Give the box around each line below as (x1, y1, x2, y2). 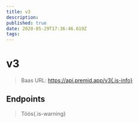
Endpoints (6, 94, 46, 104)
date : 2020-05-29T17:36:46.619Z (6, 25, 87, 32)
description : (6, 14, 39, 20)
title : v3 (6, 8, 31, 15)
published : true (6, 20, 47, 26)
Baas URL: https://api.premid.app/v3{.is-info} (20, 77, 133, 84)
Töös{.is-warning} (20, 110, 66, 117)
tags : (6, 31, 20, 37)
